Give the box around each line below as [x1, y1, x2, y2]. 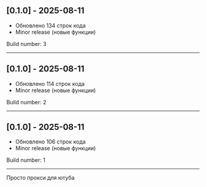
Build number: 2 [6, 98, 47, 105]
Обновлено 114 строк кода [15, 80, 85, 87]
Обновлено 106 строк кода [15, 138, 86, 145]
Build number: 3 [6, 40, 47, 47]
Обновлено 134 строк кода [15, 21, 86, 29]
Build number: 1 [6, 156, 46, 164]
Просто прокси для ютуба [6, 174, 75, 181]
